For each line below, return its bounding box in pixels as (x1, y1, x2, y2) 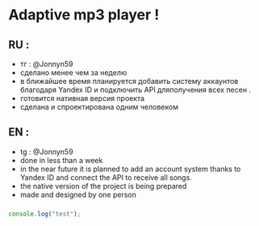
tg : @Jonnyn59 (19, 147, 74, 157)
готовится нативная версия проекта (19, 94, 145, 103)
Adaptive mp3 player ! (8, 6, 160, 24)
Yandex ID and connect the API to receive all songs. (19, 172, 192, 182)
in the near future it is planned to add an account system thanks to (19, 164, 241, 174)
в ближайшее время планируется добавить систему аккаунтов (19, 77, 239, 86)
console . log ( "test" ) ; (8, 210, 81, 218)
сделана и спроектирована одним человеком (19, 103, 179, 111)
